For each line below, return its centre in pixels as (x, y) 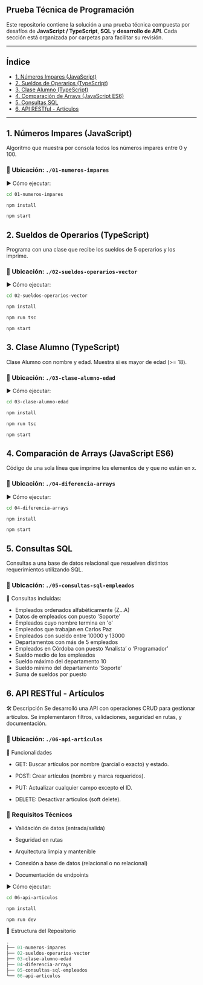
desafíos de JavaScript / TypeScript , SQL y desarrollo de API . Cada (92, 31)
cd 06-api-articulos (32, 897)
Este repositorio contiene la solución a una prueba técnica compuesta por (98, 24)
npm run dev (21, 919)
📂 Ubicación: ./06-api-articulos (54, 739)
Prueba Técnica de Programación (70, 10)
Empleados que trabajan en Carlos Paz (63, 629)
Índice (18, 62)
